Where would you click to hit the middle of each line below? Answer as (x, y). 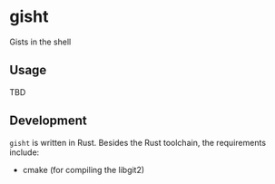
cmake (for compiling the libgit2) (83, 169)
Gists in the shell (40, 42)
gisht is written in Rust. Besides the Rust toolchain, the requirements (137, 142)
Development (49, 121)
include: (25, 152)
